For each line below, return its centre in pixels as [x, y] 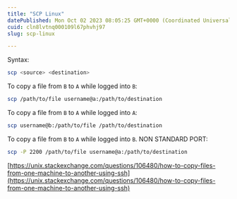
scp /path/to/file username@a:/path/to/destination [85, 99]
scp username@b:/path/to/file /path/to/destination [85, 126]
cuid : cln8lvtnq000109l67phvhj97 [56, 27]
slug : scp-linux [31, 34]
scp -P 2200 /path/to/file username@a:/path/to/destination [98, 152]
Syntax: [18, 60]
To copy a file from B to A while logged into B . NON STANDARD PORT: [108, 139]
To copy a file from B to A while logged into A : [72, 113]
